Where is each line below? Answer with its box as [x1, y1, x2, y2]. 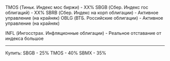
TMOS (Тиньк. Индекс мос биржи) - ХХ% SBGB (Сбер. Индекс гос [5, 5, 148, 10]
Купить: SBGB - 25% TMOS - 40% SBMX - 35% [5, 50, 106, 56]
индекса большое [5, 35, 44, 41]
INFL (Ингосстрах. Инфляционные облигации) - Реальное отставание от [5, 30, 161, 36]
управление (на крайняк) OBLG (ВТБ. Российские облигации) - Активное [5, 15, 163, 21]
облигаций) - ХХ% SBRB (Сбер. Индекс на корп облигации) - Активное [5, 10, 159, 16]
